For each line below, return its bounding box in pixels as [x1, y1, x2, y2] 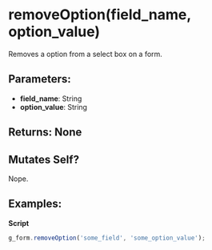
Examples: [8, 197, 62, 211]
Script [8, 218, 30, 228]
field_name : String [19, 94, 82, 103]
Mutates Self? [8, 152, 80, 166]
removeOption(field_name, [8, 6, 191, 24]
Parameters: [8, 72, 71, 86]
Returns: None [8, 126, 82, 139]
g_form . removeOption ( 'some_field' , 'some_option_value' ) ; [8, 234, 206, 242]
